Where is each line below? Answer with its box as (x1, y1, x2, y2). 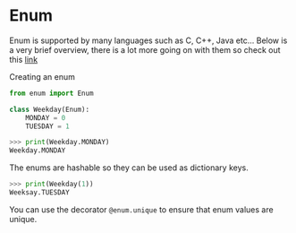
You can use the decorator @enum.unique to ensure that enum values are (9, 203, 275, 215)
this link (9, 54, 38, 65)
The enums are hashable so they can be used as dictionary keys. (9, 162, 249, 173)
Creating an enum (9, 71, 76, 82)
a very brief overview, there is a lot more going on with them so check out (9, 44, 281, 55)
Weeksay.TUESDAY (9, 188, 70, 197)
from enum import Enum (9, 89, 94, 98)
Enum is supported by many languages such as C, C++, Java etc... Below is (9, 35, 288, 46)
